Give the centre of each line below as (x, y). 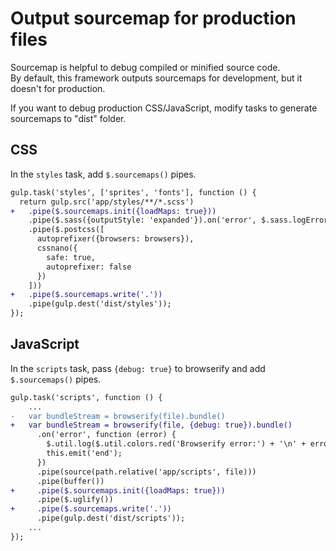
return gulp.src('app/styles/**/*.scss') (107, 202)
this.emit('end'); (84, 453)
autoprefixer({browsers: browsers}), (115, 239)
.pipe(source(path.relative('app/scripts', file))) (146, 472)
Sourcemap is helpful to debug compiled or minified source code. (145, 67)
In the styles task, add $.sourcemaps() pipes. (103, 174)
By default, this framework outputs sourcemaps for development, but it (156, 78)
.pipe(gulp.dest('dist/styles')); (100, 304)
